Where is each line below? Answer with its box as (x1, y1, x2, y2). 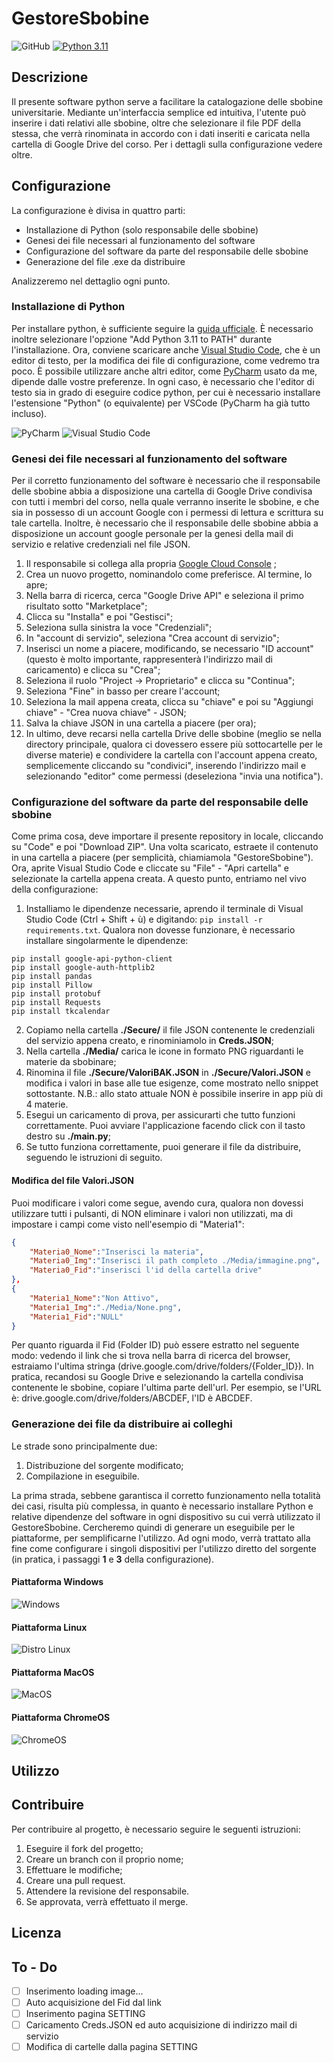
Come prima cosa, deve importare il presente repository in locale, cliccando (11, 830, 324, 842)
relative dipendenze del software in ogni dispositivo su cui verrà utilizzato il (11, 1510, 321, 1522)
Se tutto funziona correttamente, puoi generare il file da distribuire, (25, 1141, 302, 1153)
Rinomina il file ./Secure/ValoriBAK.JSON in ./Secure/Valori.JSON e (25, 1067, 311, 1079)
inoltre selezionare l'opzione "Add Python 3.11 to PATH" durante (11, 333, 273, 345)
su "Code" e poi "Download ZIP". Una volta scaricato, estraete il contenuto (11, 841, 319, 853)
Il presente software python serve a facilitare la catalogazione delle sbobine (11, 95, 324, 107)
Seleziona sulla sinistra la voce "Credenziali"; (25, 622, 213, 634)
